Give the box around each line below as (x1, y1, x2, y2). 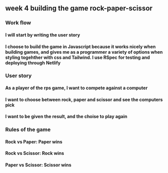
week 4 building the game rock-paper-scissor (5, 4, 153, 13)
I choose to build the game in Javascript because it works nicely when (5, 43, 156, 50)
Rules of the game (5, 126, 51, 133)
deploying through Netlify (5, 59, 61, 65)
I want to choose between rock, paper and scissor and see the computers (5, 96, 163, 102)
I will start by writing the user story (5, 31, 80, 38)
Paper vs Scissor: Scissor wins (5, 162, 72, 168)
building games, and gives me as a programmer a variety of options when (5, 49, 163, 55)
